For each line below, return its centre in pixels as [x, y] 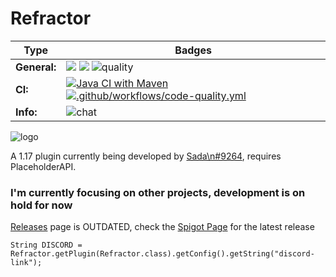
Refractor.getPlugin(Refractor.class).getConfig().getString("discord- [162, 254]
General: [36, 67]
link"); [26, 263]
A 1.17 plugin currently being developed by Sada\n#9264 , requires [146, 156]
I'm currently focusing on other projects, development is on [158, 192]
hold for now [41, 205]
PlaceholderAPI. [43, 166]
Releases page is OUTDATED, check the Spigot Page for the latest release [162, 227]
